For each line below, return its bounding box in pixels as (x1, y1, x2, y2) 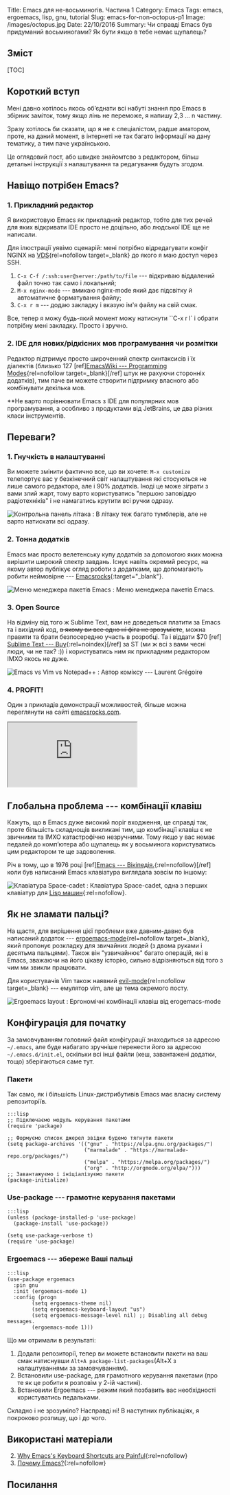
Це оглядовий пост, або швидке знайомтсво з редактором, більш (7, 153, 199, 161)
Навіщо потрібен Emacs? (7, 180, 119, 192)
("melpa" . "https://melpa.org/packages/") (83, 1158, 211, 1165)
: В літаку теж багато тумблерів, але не (92, 510, 207, 518)
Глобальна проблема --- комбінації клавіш (7, 800, 203, 811)
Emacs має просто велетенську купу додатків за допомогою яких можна (7, 550, 223, 559)
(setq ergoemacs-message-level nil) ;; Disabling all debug (32, 1312, 207, 1318)
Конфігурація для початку (7, 1017, 126, 1029)
